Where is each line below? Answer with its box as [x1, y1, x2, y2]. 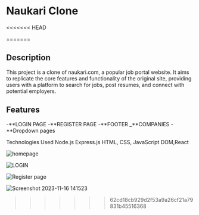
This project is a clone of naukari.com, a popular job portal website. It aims [6, 68, 189, 76]
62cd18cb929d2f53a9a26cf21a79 [110, 196, 194, 203]
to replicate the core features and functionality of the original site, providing [6, 74, 192, 82]
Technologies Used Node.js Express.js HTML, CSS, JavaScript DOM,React [6, 138, 189, 145]
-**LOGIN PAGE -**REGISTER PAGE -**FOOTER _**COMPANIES [6, 120, 170, 127]
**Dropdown [6, 127, 39, 134]
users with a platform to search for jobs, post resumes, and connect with [6, 81, 185, 88]
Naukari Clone [6, 4, 79, 18]
